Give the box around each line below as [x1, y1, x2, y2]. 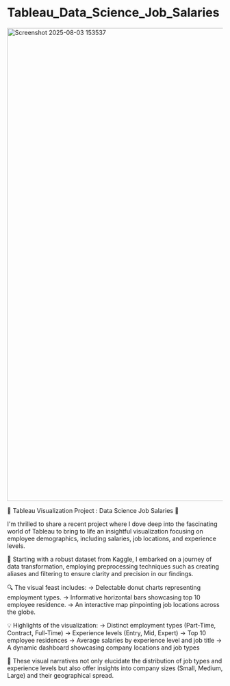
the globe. [7, 608, 36, 616]
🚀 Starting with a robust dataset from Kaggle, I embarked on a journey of [7, 555, 212, 563]
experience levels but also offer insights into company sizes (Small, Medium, [7, 664, 223, 672]
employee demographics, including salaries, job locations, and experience [7, 534, 217, 542]
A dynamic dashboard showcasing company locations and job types [7, 643, 200, 652]
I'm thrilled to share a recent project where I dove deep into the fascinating [7, 520, 218, 528]
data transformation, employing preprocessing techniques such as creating [7, 562, 220, 571]
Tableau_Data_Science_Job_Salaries [7, 5, 220, 21]
